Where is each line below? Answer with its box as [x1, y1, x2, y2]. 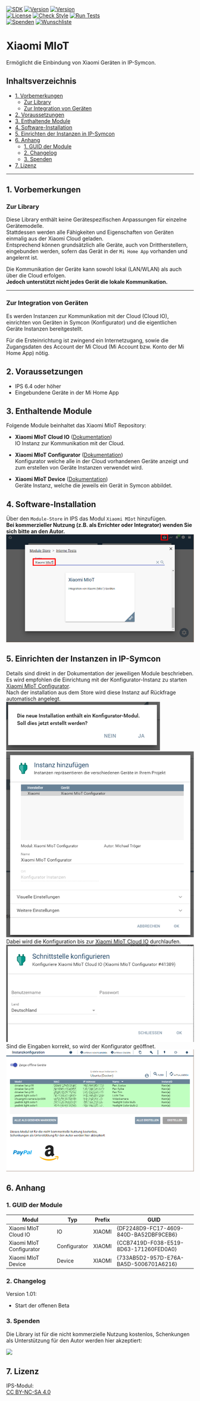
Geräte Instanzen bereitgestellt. [6, 325, 83, 332]
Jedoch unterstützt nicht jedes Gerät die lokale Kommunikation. [6, 278, 168, 286]
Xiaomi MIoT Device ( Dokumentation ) [14, 476, 108, 483]
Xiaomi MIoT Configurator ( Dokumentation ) [14, 451, 123, 459]
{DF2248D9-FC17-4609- [117, 1225, 184, 1232]
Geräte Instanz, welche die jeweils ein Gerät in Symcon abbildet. [14, 482, 173, 489]
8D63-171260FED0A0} [117, 1246, 177, 1253]
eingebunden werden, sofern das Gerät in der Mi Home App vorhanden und [6, 248, 187, 255]
